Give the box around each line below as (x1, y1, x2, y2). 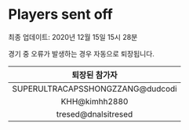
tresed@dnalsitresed (56, 108, 133, 119)
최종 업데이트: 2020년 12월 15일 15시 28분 (8, 32, 138, 42)
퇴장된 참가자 (71, 69, 118, 80)
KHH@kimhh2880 (60, 96, 129, 107)
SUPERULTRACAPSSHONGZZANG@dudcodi (12, 83, 178, 94)
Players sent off (8, 5, 114, 23)
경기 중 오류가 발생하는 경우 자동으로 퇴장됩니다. (8, 49, 155, 58)
